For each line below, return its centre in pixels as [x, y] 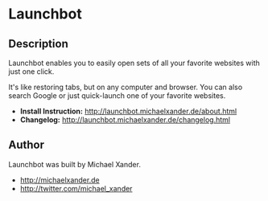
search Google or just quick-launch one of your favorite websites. [117, 96]
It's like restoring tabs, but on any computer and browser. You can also [126, 87]
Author [26, 145]
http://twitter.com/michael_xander [76, 188]
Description [38, 44]
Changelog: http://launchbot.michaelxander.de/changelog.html [125, 120]
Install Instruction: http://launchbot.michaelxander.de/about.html [128, 111]
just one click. [31, 72]
